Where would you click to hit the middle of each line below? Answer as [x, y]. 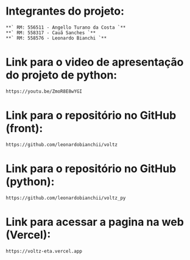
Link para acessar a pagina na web [95, 222]
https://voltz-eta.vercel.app [44, 251]
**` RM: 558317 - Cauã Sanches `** [51, 33]
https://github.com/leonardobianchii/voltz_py [66, 198]
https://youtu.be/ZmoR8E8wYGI [44, 91]
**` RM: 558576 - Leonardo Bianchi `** [56, 38]
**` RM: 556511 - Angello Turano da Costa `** [66, 27]
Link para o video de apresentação [95, 62]
